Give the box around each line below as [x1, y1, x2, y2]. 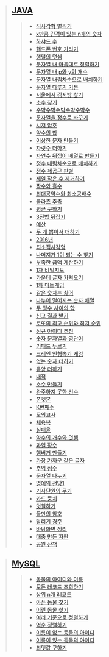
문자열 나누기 [35, 472, 68, 479]
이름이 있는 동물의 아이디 [35, 636, 95, 644]
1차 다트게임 [35, 281, 65, 289]
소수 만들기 [35, 380, 62, 388]
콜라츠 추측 [35, 197, 62, 205]
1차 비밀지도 [35, 266, 65, 274]
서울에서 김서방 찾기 [35, 91, 83, 98]
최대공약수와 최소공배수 [35, 190, 92, 197]
